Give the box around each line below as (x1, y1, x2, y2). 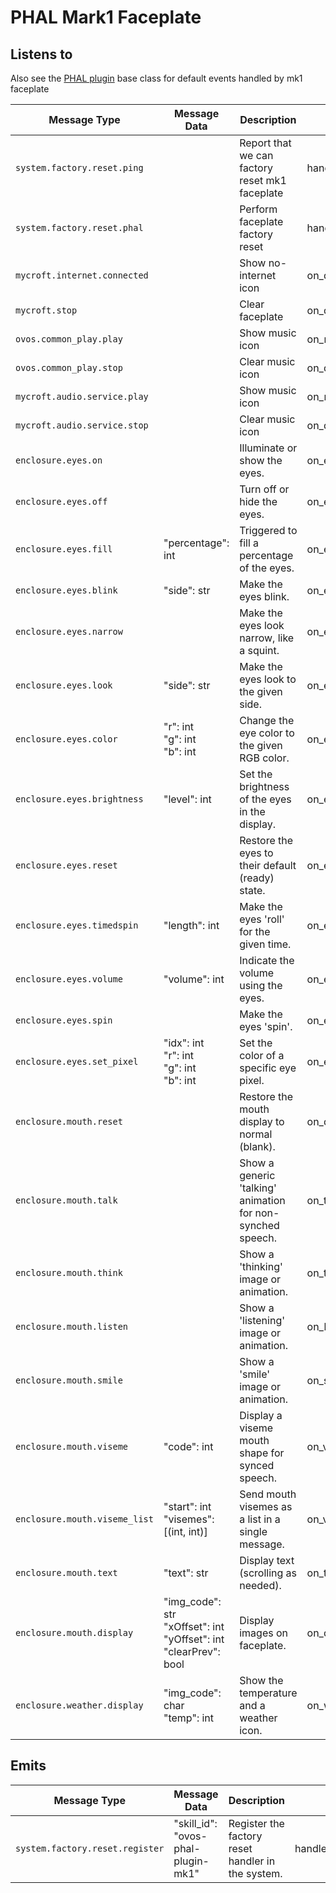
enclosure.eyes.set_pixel (15, 1056, 139, 1067)
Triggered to (239, 524, 298, 537)
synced (239, 1459, 275, 1472)
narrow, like (239, 631, 295, 645)
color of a (239, 1049, 285, 1062)
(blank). (239, 1140, 276, 1153)
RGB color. (239, 751, 290, 765)
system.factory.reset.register (15, 1842, 165, 1854)
